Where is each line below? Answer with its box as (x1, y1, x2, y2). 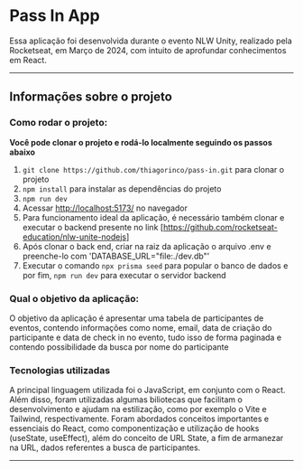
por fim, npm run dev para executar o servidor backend (22, 269, 227, 280)
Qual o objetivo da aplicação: (9, 292, 140, 305)
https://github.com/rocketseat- (162, 221, 278, 232)
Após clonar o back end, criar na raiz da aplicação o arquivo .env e (22, 240, 272, 251)
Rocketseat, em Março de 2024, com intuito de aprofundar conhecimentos (9, 44, 287, 55)
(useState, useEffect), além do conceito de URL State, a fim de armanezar (9, 433, 284, 444)
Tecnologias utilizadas (9, 363, 111, 376)
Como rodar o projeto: (9, 117, 108, 129)
